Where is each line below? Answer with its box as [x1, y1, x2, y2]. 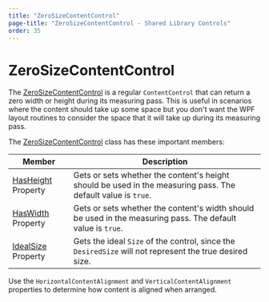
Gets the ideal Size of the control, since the [73, 236, 235, 247]
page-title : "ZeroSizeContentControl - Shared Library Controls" [8, 19, 231, 27]
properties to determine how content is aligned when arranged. [8, 285, 218, 295]
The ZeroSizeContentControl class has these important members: [8, 137, 225, 147]
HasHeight [12, 175, 52, 186]
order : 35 [8, 26, 42, 34]
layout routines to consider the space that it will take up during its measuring [8, 113, 261, 123]
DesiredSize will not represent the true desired [73, 246, 248, 257]
